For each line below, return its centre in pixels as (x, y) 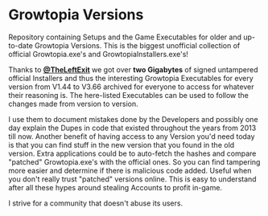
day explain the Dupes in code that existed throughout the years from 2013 (132, 128)
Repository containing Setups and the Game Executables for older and (125, 37)
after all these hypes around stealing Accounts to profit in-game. (115, 187)
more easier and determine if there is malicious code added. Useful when (130, 170)
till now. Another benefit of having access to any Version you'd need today (132, 136)
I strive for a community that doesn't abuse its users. (96, 203)
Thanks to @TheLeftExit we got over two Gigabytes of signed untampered (133, 69)
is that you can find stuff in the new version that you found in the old (122, 145)
